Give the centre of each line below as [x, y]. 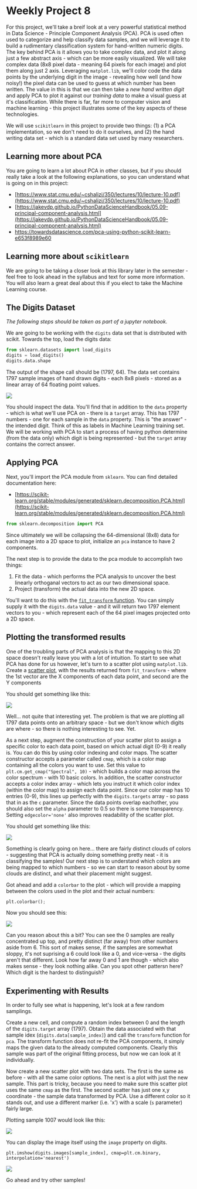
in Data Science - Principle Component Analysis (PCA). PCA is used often [95, 33]
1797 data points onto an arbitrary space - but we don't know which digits [95, 723]
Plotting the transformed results [66, 637]
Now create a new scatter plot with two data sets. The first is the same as [95, 1071]
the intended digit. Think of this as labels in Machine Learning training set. [95, 425]
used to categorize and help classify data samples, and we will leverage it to [98, 39]
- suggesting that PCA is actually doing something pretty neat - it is [87, 854]
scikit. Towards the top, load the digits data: [59, 339]
